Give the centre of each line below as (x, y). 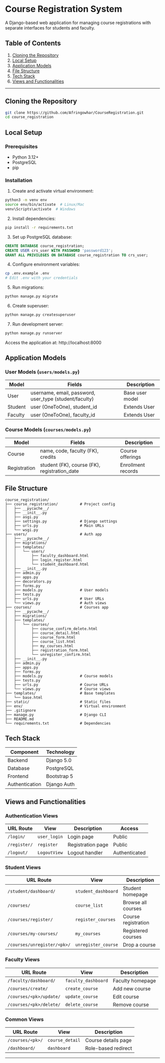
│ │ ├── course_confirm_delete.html (51, 629)
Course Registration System (64, 9)
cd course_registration (29, 117)
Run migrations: (28, 287)
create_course (82, 989)
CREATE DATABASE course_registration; (45, 246)
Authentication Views (32, 815)
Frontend (18, 776)
